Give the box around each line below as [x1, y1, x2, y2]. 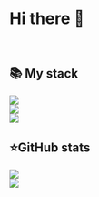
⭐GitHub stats [9, 140, 91, 156]
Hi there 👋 [9, 8, 84, 29]
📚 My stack [9, 66, 79, 81]
